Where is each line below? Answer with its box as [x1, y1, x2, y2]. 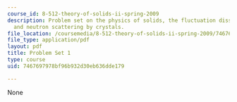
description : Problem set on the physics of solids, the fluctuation [7, 17, 217, 24]
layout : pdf [7, 43, 42, 50]
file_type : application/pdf [7, 37, 90, 44]
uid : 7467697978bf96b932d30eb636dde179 [7, 63, 125, 70]
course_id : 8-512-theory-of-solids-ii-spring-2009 [7, 10, 159, 18]
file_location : [7, 30, 52, 37]
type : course [7, 56, 46, 63]
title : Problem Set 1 [7, 50, 71, 57]
